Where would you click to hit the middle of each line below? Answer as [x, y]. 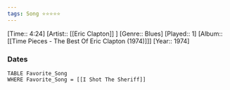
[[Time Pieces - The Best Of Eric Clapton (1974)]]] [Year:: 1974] [98, 41]
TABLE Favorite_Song [38, 73]
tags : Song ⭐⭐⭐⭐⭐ [34, 14]
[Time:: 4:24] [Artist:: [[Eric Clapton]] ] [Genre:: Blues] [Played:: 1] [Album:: [115, 33]
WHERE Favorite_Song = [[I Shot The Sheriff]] [77, 80]
